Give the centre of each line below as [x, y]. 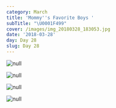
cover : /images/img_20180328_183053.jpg [59, 29]
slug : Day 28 [23, 46]
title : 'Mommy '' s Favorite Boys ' [50, 18]
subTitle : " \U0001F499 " [37, 23]
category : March [27, 12]
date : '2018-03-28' [31, 35]
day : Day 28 [21, 40]
